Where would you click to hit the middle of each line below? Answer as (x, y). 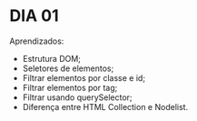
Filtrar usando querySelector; (78, 97)
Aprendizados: (37, 41)
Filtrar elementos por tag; (70, 87)
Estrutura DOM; (52, 58)
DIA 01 (34, 16)
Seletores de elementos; (68, 68)
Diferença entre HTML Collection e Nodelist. (105, 106)
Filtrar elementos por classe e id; (84, 77)
